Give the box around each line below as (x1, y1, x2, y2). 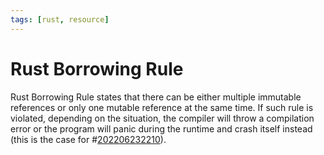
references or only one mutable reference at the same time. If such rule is (10, 101, 314, 113)
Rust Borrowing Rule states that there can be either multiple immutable (10, 91, 302, 103)
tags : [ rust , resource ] (10, 14, 110, 25)
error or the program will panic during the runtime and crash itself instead (10, 122, 313, 135)
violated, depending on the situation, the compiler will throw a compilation (10, 112, 315, 124)
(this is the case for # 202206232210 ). (10, 133, 167, 145)
